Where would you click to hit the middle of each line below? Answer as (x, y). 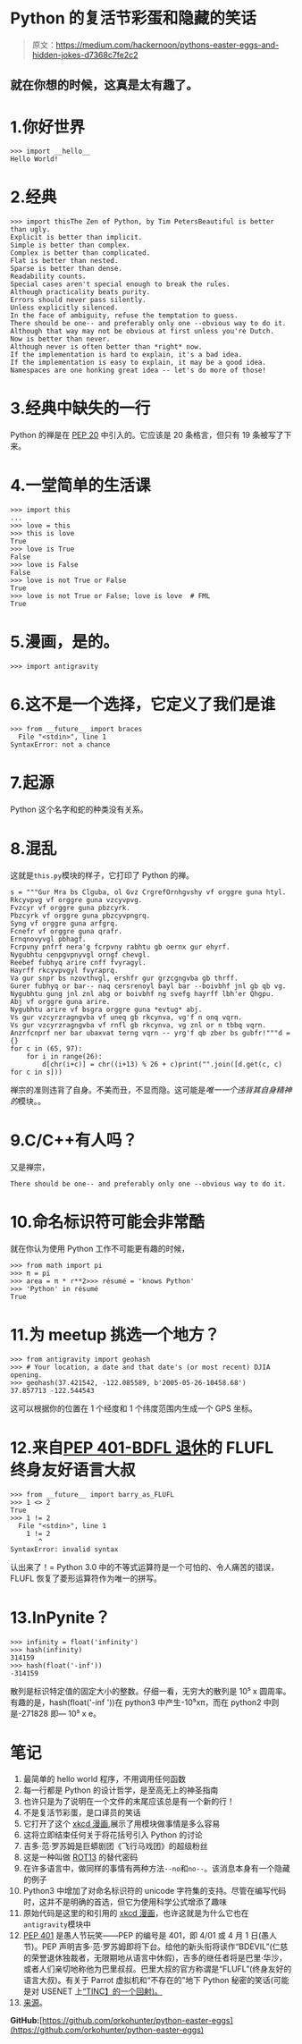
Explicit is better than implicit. (76, 238)
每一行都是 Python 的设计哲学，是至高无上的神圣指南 (121, 1790)
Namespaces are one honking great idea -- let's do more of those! (138, 371)
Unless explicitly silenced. (64, 308)
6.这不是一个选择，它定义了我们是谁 (143, 705)
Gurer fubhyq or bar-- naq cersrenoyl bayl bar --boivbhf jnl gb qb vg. (148, 986)
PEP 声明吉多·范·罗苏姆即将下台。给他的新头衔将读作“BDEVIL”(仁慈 (165, 1947)
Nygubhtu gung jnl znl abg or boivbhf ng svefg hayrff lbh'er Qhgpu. (143, 993)
